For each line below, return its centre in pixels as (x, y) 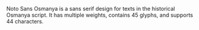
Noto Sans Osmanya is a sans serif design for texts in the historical (91, 9)
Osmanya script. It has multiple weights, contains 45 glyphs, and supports (100, 15)
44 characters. (25, 21)
